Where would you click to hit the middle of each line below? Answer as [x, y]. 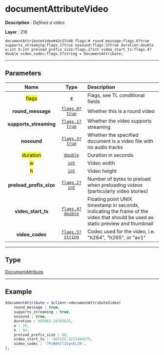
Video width [101, 163]
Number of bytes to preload [119, 179]
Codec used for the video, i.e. [121, 231]
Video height [102, 171]
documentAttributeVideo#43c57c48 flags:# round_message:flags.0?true [77, 41]
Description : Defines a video [35, 22]
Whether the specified [113, 135]
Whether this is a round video [121, 111]
